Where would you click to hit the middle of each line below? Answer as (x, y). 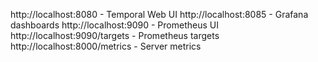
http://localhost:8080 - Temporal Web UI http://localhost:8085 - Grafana (159, 14)
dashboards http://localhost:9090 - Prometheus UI (114, 25)
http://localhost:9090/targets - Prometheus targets (115, 35)
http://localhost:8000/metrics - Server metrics (106, 46)
